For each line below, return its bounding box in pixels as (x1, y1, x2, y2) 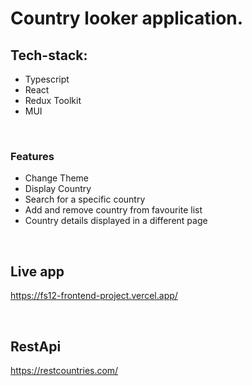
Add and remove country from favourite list (24, 204, 203, 216)
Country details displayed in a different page (24, 215, 208, 227)
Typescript (24, 73, 70, 85)
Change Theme (24, 172, 90, 184)
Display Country (24, 183, 92, 195)
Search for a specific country (24, 193, 146, 206)
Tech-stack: (10, 47, 88, 64)
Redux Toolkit (24, 95, 82, 106)
